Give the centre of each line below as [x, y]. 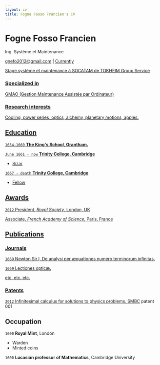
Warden [20, 343]
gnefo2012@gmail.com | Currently [40, 61]
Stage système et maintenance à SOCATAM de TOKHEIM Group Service [78, 71]
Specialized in [22, 84]
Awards [17, 198]
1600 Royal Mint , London [30, 333]
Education [21, 133]
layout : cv [16, 10]
